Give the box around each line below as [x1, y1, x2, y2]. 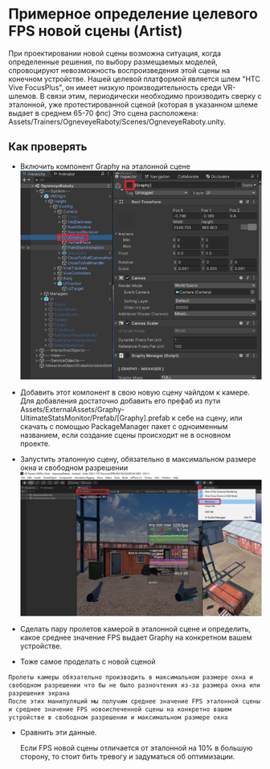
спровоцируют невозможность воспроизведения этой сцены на [8, 65, 231, 75]
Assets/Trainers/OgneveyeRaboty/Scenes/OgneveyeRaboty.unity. [8, 117, 227, 126]
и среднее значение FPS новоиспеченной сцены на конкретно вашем [8, 706, 231, 714]
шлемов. [8, 91, 39, 100]
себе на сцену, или [177, 413, 243, 423]
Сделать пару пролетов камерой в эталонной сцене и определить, [19, 624, 252, 634]
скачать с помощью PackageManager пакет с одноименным [19, 422, 228, 431]
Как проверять [8, 140, 88, 153]
